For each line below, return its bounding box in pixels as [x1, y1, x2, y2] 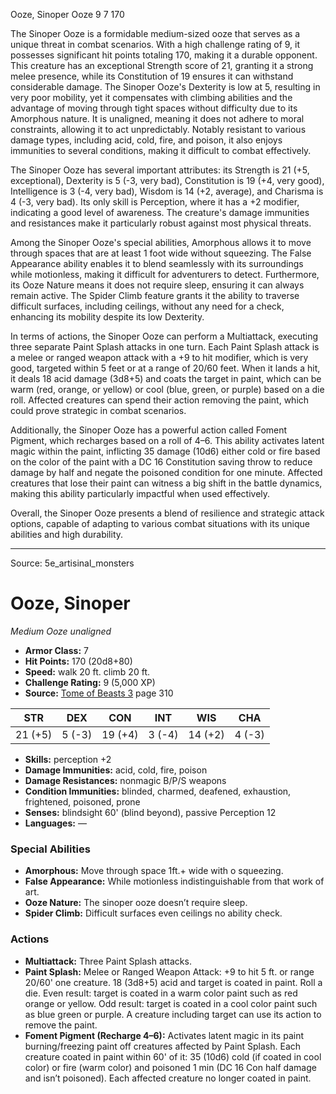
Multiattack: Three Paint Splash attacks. [24, 955, 192, 967]
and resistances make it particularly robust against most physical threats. [10, 217, 312, 229]
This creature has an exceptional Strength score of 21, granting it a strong [10, 60, 314, 71]
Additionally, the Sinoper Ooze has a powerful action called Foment [10, 424, 288, 436]
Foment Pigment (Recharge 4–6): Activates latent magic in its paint [24, 1029, 304, 1041]
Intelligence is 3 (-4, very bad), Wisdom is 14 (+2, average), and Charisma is [10, 185, 324, 197]
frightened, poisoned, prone [24, 795, 141, 808]
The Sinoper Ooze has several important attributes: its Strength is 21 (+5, [10, 164, 310, 176]
